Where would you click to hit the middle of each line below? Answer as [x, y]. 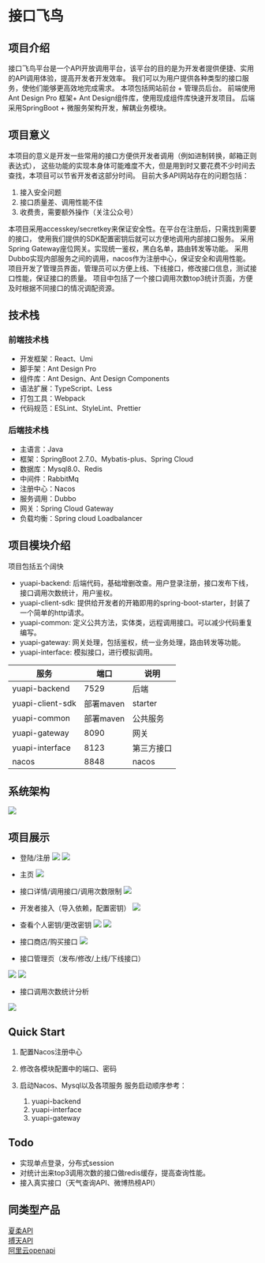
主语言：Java [41, 449]
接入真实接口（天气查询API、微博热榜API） [90, 1182]
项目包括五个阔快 [36, 566]
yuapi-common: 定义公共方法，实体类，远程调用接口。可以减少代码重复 [136, 622]
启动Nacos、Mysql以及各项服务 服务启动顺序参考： [103, 1086]
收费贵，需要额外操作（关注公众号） [78, 212]
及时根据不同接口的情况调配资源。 [63, 288]
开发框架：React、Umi [56, 358]
